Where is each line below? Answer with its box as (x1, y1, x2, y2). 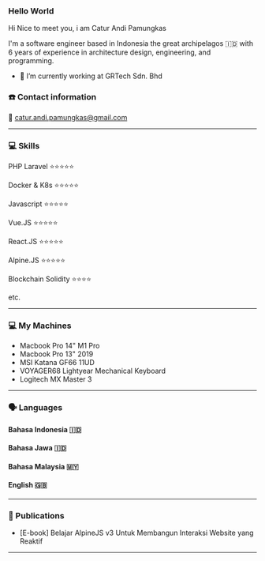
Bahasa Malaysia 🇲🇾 (8, 461, 79, 471)
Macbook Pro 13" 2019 (19, 349, 94, 359)
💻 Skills (8, 140, 40, 151)
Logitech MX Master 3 (19, 375, 92, 384)
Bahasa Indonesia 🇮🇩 (8, 424, 82, 434)
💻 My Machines (8, 320, 72, 331)
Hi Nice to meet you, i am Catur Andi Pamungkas (8, 24, 167, 33)
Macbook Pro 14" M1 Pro (19, 341, 100, 351)
